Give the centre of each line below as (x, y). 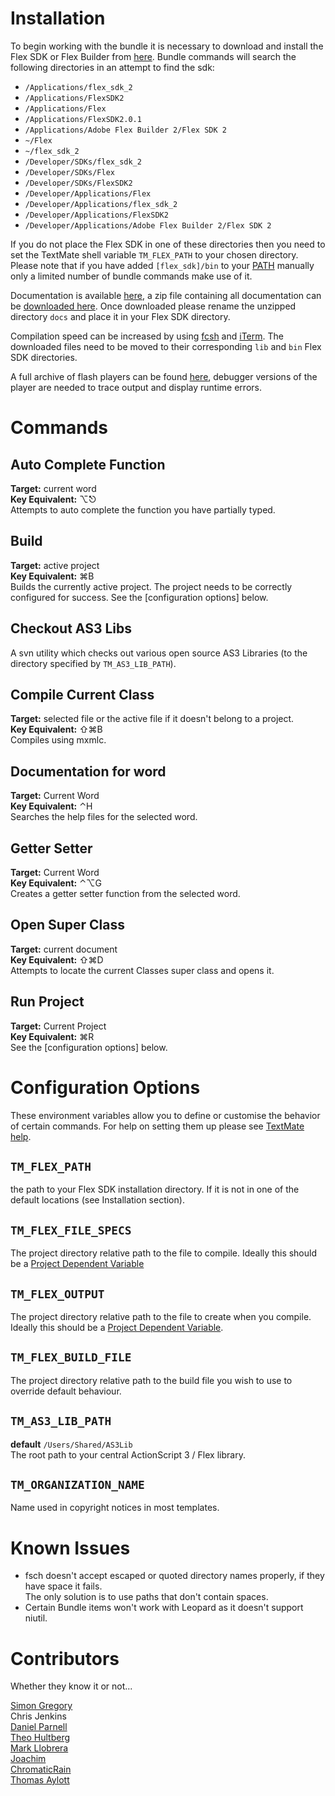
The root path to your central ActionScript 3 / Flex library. (128, 1454)
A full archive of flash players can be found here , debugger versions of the (164, 376)
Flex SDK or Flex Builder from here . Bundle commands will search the (153, 56)
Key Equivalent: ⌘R (52, 1036)
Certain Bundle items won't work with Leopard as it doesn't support (164, 1608)
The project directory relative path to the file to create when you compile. (161, 1316)
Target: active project (55, 565)
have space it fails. (63, 1586)
